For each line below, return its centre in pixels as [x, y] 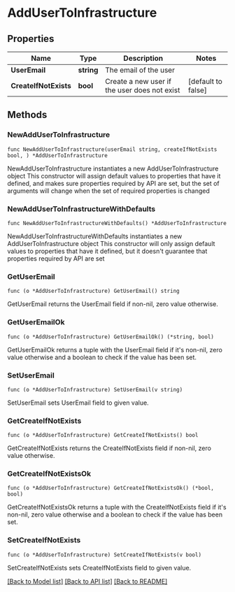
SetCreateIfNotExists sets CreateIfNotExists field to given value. [99, 568]
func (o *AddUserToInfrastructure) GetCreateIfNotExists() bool [103, 435]
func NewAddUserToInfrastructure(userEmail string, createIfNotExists [112, 149]
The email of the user [140, 70]
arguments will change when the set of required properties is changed [108, 191]
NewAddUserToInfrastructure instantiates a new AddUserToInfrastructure [113, 168]
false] [198, 90]
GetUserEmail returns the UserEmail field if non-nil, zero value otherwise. [113, 304]
